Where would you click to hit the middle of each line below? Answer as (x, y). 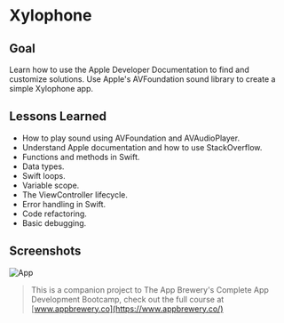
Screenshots (45, 251)
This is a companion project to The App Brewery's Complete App (150, 289)
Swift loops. (44, 175)
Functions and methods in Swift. (81, 157)
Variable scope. (51, 185)
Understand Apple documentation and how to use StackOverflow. (142, 147)
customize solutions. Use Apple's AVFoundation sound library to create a (142, 79)
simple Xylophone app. (51, 89)
